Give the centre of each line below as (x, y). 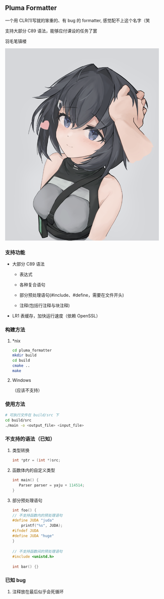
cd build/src (18, 420)
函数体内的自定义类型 (33, 470)
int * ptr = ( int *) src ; (36, 460)
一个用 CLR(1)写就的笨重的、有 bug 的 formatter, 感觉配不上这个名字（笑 (78, 20)
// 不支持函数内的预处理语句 (37, 515)
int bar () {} (25, 567)
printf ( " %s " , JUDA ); (42, 526)
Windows (21, 380)
